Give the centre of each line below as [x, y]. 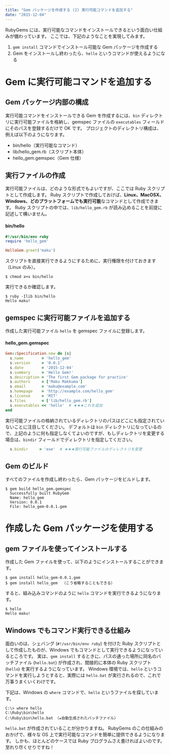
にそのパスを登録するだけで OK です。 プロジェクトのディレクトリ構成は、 [83, 128]
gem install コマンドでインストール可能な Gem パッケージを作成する [85, 47]
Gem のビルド [27, 466]
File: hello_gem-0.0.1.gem [38, 507]
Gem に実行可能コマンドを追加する [79, 82]
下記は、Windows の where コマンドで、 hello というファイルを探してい [80, 693]
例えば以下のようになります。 [36, 134]
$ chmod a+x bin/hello [29, 277]
